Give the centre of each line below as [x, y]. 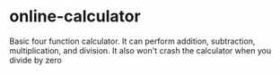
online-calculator [75, 16]
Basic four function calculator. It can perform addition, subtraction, [132, 41]
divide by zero [36, 60]
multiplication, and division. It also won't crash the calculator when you [140, 50]
